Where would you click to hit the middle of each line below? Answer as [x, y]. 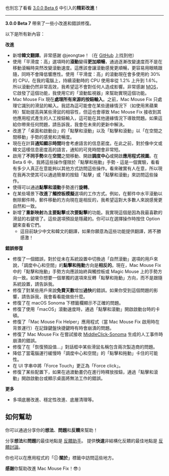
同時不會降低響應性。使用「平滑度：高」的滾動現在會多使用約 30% [91, 74]
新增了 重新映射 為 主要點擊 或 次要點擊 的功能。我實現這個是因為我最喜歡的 [87, 212]
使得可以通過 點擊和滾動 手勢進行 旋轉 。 [52, 187]
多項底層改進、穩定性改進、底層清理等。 [54, 400]
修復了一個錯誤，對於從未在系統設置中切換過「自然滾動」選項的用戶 [83, 259]
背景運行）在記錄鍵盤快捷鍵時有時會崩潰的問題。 [63, 328]
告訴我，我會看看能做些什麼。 [57, 297]
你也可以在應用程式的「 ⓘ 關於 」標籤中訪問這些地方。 [61, 457]
